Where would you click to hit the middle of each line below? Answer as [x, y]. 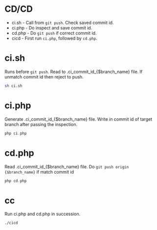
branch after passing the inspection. [41, 124]
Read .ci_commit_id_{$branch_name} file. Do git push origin [67, 166]
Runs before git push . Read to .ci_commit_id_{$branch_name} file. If [74, 72]
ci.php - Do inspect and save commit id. [52, 27]
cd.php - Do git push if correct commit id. [54, 33]
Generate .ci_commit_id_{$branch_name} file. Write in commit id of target [78, 119]
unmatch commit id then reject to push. [44, 77]
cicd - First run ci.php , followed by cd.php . [54, 38]
